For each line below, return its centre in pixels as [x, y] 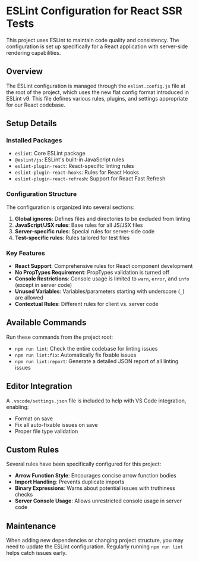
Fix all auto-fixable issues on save [56, 424]
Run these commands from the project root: [60, 337]
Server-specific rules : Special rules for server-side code [85, 231]
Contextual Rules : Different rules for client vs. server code [86, 304]
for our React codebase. [36, 105]
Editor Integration [39, 386]
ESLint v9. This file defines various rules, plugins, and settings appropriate [97, 98]
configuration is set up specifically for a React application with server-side [97, 46]
